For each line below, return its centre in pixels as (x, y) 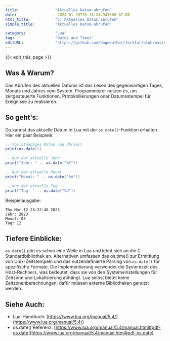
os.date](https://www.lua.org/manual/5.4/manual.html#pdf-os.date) (83, 333)
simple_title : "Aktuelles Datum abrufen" (59, 24)
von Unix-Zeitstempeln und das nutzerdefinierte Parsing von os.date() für (83, 261)
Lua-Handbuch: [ (30, 317)
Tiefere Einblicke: (33, 238)
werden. (14, 288)
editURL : (14, 43)
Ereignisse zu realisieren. (31, 101)
